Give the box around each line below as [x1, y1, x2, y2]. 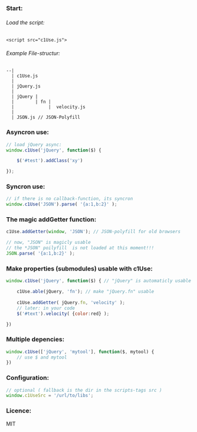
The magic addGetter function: [6, 215, 97, 224]
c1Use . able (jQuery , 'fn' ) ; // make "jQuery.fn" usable [17, 289, 155, 295]
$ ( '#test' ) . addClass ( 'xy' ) [17, 158, 83, 164]
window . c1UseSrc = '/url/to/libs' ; [6, 392, 94, 399]
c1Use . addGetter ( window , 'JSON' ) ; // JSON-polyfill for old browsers [6, 229, 181, 235]
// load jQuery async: [6, 141, 62, 147]
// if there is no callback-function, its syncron [6, 196, 133, 202]
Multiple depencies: [6, 336, 65, 344]
